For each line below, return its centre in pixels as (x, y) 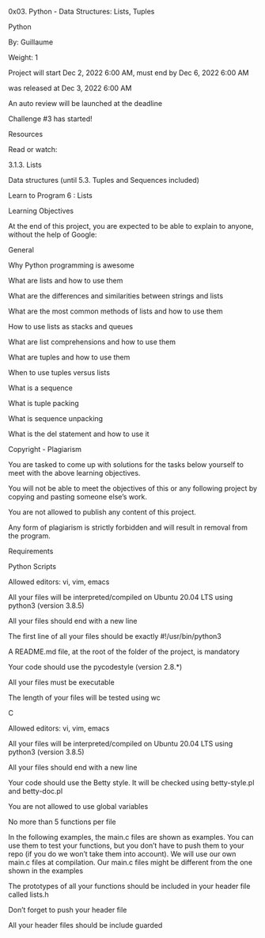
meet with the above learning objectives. (74, 473)
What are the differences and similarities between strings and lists (116, 296)
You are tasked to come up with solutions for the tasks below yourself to (126, 465)
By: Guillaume (31, 42)
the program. (29, 536)
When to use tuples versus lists (59, 372)
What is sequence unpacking (56, 418)
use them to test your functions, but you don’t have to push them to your (126, 845)
